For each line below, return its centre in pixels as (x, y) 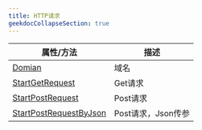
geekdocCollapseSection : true (59, 23)
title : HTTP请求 (34, 16)
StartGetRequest (44, 82)
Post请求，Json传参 (152, 113)
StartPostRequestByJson (60, 112)
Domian (27, 67)
